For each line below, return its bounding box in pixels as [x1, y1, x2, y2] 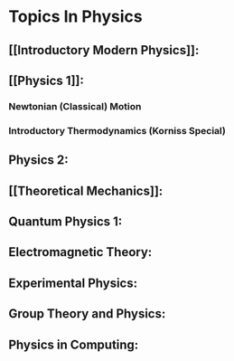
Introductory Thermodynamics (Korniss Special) [8, 124, 227, 137]
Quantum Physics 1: [8, 214, 123, 229]
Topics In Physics [8, 6, 144, 27]
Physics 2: [8, 152, 69, 168]
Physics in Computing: [8, 337, 139, 352]
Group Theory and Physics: [8, 306, 166, 322]
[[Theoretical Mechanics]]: [8, 183, 164, 198]
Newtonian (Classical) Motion [8, 100, 142, 112]
